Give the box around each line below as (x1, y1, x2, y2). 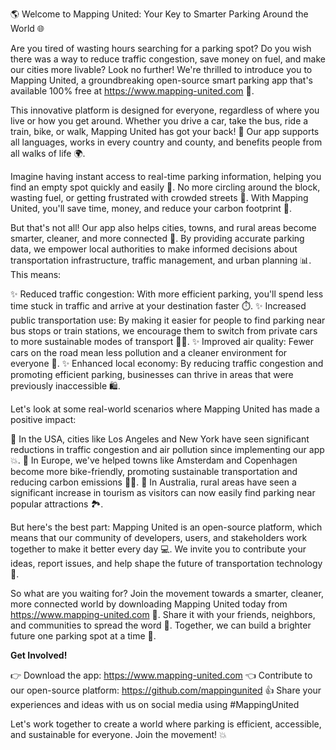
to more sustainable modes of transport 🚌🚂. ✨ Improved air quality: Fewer (10, 336, 315, 347)
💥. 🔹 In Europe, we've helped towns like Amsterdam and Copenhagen (10, 454, 298, 466)
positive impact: (10, 414, 77, 425)
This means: (10, 269, 62, 280)
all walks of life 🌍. (10, 148, 86, 159)
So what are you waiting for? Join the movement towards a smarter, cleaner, (10, 588, 324, 599)
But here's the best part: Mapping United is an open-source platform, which (10, 521, 323, 533)
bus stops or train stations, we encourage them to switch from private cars (10, 325, 318, 337)
